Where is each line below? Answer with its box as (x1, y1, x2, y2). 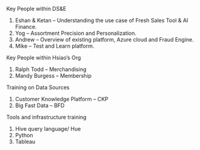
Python (15, 132, 33, 139)
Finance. (15, 23, 38, 30)
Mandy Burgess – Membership (15, 72, 92, 79)
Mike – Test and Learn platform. (15, 42, 95, 49)
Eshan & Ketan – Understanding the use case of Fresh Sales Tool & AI (15, 17, 188, 23)
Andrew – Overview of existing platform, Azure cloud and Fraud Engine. (15, 36, 194, 43)
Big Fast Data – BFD (15, 102, 65, 109)
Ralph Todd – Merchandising (15, 66, 87, 73)
